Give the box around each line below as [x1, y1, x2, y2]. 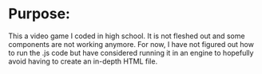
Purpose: [8, 5, 70, 23]
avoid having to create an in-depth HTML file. [8, 56, 158, 66]
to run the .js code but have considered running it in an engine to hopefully [8, 48, 254, 57]
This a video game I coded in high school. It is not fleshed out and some [8, 31, 245, 41]
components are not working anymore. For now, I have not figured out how [8, 39, 254, 49]
